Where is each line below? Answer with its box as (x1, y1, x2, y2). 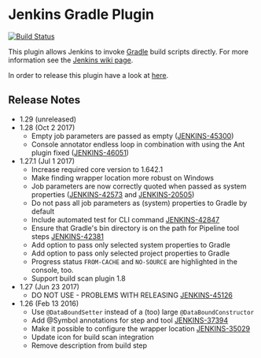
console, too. (31, 265, 74, 274)
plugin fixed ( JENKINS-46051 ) (31, 147, 130, 157)
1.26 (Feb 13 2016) (19, 298, 79, 308)
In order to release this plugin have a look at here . (8, 70, 169, 80)
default (31, 207, 55, 216)
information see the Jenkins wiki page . (8, 55, 134, 65)
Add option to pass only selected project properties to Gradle (31, 248, 230, 258)
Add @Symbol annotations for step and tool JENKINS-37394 (31, 315, 229, 325)
